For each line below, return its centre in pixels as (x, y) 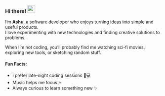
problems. (15, 38)
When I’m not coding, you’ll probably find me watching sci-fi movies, (75, 48)
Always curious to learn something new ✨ (55, 88)
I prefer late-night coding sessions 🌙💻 (52, 75)
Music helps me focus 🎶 (37, 82)
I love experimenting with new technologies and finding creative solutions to (82, 33)
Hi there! (16, 11)
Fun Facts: (16, 64)
